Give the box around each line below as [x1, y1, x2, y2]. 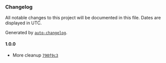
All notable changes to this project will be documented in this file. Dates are [5, 15, 161, 21]
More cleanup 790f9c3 [12, 52, 59, 58]
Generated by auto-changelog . [5, 30, 68, 36]
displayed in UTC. [5, 20, 42, 26]
